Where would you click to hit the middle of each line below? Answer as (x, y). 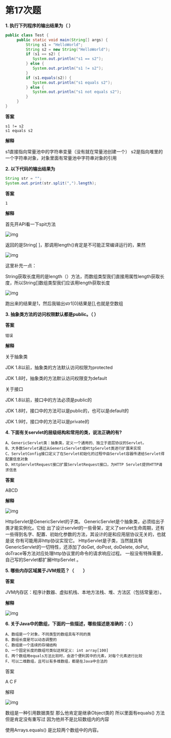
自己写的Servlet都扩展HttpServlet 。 (43, 559)
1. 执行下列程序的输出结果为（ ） (39, 25)
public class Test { (27, 35)
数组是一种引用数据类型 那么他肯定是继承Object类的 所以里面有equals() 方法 (85, 713)
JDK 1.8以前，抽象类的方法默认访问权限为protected (59, 367)
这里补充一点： (21, 265)
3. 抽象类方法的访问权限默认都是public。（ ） (52, 314)
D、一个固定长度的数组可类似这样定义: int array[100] (57, 650)
